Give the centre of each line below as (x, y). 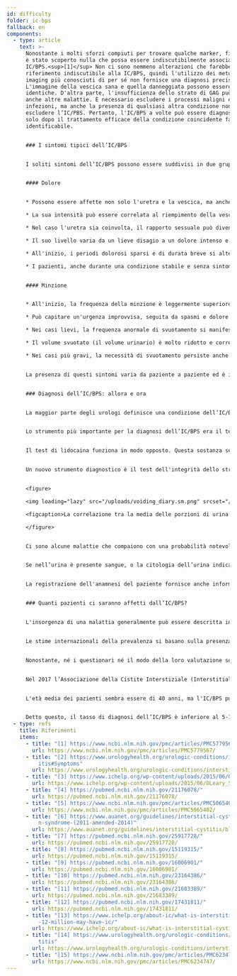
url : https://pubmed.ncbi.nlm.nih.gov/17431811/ (105, 909)
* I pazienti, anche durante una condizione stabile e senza (117, 266)
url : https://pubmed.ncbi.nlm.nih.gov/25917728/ (105, 843)
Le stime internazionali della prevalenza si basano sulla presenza (128, 641)
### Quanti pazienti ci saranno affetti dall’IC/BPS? (106, 603)
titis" (48, 942)
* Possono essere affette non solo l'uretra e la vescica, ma (119, 202)
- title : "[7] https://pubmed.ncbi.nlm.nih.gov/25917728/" (114, 836)
